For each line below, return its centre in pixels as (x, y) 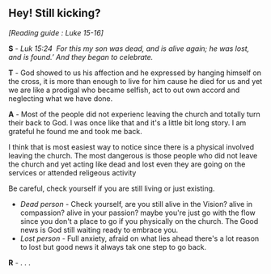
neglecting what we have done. (61, 98)
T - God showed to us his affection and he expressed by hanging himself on (135, 73)
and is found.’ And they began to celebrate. (81, 57)
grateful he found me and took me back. (76, 131)
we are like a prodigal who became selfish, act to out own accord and (124, 90)
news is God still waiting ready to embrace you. (99, 230)
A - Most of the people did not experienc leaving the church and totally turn (134, 114)
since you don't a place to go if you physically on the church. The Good (139, 221)
